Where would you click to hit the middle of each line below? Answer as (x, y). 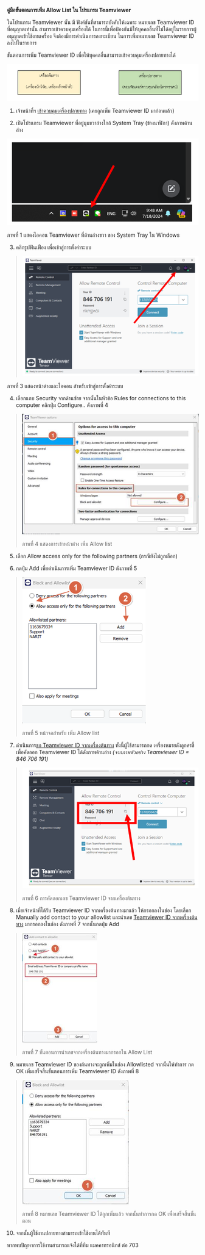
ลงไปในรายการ (22, 43)
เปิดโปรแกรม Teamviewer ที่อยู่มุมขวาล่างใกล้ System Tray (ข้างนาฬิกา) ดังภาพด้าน (104, 123)
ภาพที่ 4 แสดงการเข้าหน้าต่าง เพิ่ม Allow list (67, 544)
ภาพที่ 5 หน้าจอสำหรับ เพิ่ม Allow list (61, 733)
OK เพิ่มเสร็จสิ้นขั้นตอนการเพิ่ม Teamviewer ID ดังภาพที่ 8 (77, 1071)
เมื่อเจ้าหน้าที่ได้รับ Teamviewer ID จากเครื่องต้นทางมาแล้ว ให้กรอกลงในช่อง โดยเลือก (103, 910)
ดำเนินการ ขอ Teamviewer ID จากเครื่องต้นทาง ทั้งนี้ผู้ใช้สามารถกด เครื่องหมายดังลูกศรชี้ (105, 745)
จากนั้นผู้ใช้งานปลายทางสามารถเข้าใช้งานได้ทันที (63, 1232)
